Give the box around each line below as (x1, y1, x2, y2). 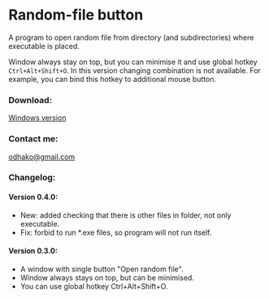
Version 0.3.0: (8, 246, 59, 256)
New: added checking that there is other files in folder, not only (20, 210, 232, 220)
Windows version (8, 113, 67, 123)
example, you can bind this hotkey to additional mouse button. (8, 74, 217, 84)
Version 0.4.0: (8, 193, 59, 202)
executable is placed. (8, 41, 80, 50)
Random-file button (8, 6, 144, 24)
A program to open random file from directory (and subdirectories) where (8, 32, 254, 42)
